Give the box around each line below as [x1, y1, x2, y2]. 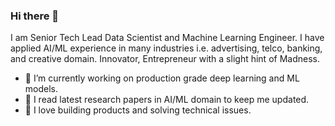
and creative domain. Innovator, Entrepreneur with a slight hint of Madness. [10, 53, 320, 65]
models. [24, 83, 59, 95]
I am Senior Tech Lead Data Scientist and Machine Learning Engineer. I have [10, 32, 325, 44]
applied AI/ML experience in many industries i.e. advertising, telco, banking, [10, 42, 323, 54]
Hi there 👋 [10, 9, 60, 23]
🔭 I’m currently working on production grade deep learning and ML [24, 72, 300, 84]
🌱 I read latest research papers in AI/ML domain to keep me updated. [24, 94, 310, 106]
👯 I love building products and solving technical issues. [24, 104, 252, 116]
